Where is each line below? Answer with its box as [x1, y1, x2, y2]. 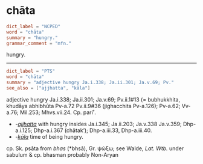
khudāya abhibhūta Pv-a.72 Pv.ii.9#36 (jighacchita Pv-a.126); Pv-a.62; [6, 102, 181, 109]
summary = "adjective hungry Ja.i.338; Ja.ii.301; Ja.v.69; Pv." [6, 79, 174, 86]
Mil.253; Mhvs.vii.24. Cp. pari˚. [20, 109, 97, 116]
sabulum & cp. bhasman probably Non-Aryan [6, 151, 119, 158]
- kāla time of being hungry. [14, 133, 83, 140]
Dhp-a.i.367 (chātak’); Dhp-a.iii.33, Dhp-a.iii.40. [33, 127, 152, 134]
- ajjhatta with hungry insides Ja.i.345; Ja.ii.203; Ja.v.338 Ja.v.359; [14, 120, 182, 127]
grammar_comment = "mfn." [6, 40, 71, 46]
